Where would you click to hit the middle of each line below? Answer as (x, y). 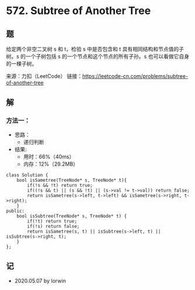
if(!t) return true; (52, 221)
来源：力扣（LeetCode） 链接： (45, 76)
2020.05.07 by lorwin (40, 281)
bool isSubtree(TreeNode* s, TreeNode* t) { (72, 216)
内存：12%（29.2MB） (51, 164)
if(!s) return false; (54, 226)
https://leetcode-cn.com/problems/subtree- (135, 76)
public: (16, 211)
